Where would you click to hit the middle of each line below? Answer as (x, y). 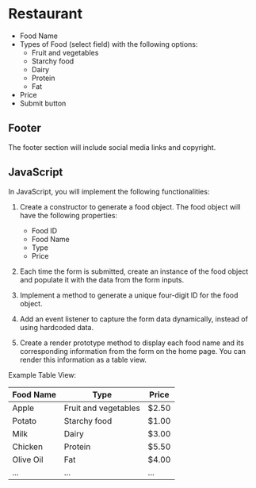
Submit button (43, 103)
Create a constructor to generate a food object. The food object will (130, 206)
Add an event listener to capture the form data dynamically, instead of (134, 319)
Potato (25, 421)
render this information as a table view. (83, 359)
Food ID (44, 230)
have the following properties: (68, 215)
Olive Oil (28, 459)
